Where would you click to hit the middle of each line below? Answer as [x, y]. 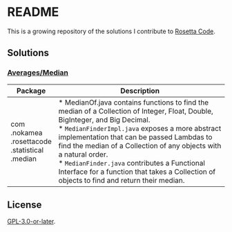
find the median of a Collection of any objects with [140, 145]
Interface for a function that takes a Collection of [137, 172]
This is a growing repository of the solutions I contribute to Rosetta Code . [112, 31]
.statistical [27, 150]
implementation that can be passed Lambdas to [135, 137]
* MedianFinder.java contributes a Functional [132, 163]
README [33, 12]
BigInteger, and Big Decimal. [104, 120]
